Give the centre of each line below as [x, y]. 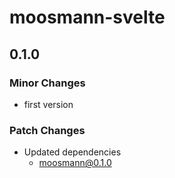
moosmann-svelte [87, 17]
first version [48, 104]
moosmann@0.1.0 [75, 163]
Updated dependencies [72, 152]
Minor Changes [47, 83]
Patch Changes [47, 130]
